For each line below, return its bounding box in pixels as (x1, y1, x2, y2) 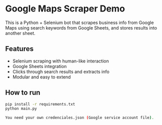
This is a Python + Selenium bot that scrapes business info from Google (5, 19, 154, 25)
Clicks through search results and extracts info (12, 68, 110, 74)
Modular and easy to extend (12, 73, 71, 80)
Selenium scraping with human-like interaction (12, 58, 109, 64)
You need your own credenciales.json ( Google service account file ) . (5, 115, 154, 120)
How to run (5, 88, 41, 97)
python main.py (5, 106, 37, 111)
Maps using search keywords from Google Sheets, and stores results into (5, 24, 157, 30)
